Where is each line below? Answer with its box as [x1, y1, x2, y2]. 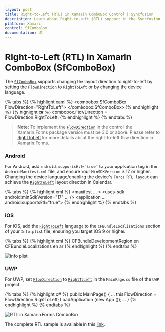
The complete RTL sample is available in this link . [5, 321, 105, 327]
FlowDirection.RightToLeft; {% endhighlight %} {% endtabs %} [5, 114, 132, 120]
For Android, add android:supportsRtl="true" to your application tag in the [5, 164, 158, 169]
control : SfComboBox [5, 26, 48, 31]
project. [5, 281, 21, 287]
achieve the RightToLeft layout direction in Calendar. [5, 179, 113, 185]
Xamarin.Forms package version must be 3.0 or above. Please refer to [17, 129, 160, 135]
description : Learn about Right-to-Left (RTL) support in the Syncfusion [5, 16, 161, 21]
